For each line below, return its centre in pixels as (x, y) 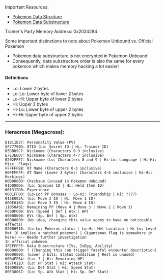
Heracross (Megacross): (35, 132)
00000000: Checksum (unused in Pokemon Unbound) (56, 181)
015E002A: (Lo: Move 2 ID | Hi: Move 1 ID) (50, 198)
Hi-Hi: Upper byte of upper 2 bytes (47, 115)
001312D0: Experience (27, 190)
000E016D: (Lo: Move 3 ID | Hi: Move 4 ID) (50, 203)
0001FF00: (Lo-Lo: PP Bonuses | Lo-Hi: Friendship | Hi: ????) (71, 194)
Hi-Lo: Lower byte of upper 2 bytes (48, 109)
